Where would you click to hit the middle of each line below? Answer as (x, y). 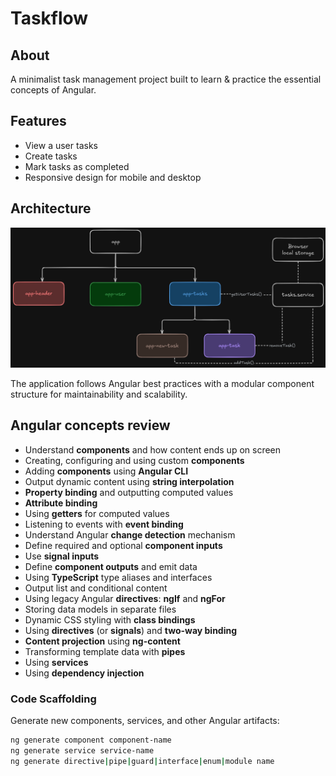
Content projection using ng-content (102, 641)
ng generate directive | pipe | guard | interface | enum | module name (142, 761)
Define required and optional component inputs (123, 545)
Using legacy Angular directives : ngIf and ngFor (125, 598)
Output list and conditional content (96, 588)
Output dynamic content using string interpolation (129, 481)
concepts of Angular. (53, 90)
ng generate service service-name (82, 751)
